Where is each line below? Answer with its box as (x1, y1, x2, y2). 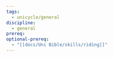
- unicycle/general (11, 14, 60, 20)
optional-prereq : (6, 36, 49, 42)
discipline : (6, 20, 36, 26)
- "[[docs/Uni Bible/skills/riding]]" (11, 42, 108, 48)
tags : (6, 8, 20, 15)
